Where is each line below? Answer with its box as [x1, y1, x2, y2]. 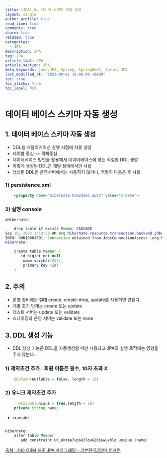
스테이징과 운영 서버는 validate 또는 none [12, 315, 93, 321]
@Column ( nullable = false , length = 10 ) [14, 377, 99, 382]
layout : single [5, 12, 37, 17]
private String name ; [14, 405, 59, 410]
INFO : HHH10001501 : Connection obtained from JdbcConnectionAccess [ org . [5, 235, 162, 240]
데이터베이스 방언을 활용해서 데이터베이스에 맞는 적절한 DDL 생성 [12, 156, 138, 162]
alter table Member [14, 433, 55, 438]
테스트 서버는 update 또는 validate [12, 309, 80, 315]
